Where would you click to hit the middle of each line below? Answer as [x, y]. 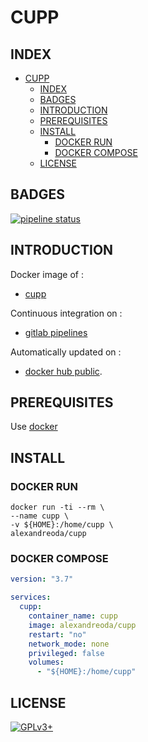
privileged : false [66, 653]
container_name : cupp [73, 616]
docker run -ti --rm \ [57, 507]
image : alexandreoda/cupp [82, 625]
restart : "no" [57, 634]
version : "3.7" [42, 579]
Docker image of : [47, 274]
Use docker [34, 427]
